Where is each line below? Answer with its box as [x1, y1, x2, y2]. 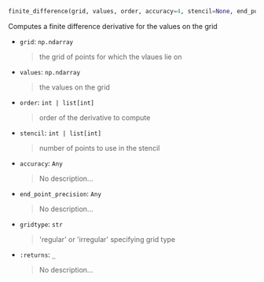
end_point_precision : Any [19, 189, 102, 198]
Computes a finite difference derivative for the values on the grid [8, 21, 218, 31]
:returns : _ [19, 250, 57, 259]
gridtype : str [19, 219, 63, 229]
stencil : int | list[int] [19, 128, 102, 137]
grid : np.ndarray [19, 36, 74, 46]
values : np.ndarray [19, 67, 81, 76]
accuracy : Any [19, 158, 63, 168]
